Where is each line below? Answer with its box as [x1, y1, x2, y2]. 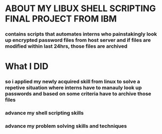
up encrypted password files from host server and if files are [5, 37, 151, 44]
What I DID [5, 61, 49, 72]
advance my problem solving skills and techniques [5, 123, 127, 130]
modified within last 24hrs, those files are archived [5, 43, 128, 50]
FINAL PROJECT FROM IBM [5, 13, 117, 24]
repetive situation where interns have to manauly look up [5, 84, 142, 91]
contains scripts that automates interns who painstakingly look [5, 31, 157, 38]
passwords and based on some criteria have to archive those [5, 91, 151, 97]
